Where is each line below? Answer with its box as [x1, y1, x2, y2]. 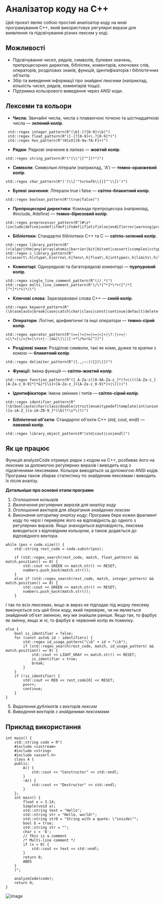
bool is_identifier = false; [14, 631, 73, 636]
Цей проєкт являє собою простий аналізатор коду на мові [5, 19, 127, 25]
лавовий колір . [12, 422, 45, 428]
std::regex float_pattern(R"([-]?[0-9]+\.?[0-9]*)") [7, 134, 117, 139]
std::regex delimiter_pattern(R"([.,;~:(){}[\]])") [5, 359, 112, 364]
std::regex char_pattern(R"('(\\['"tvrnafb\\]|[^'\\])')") [5, 179, 128, 184]
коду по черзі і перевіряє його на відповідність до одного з [12, 517, 136, 524]
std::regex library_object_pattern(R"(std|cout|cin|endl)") [5, 431, 130, 436]
